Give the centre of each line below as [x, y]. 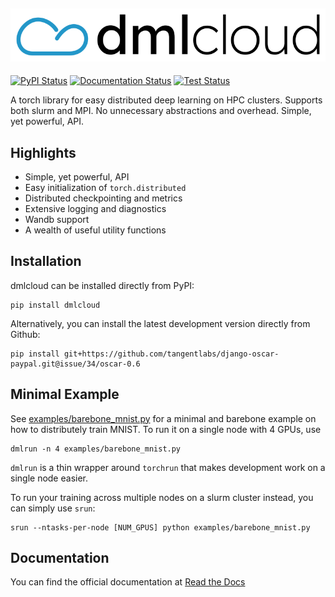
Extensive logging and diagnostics [95, 209]
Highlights [43, 152]
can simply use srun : [53, 508]
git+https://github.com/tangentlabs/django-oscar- [171, 354]
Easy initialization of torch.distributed [105, 188]
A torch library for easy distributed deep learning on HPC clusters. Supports [166, 100]
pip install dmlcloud [55, 305]
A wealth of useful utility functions [95, 230]
